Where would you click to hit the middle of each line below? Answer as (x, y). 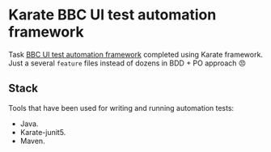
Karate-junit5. (43, 132)
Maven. (33, 141)
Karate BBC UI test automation (112, 15)
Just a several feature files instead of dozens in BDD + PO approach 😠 (127, 63)
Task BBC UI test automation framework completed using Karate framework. (135, 54)
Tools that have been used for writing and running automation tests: (121, 108)
